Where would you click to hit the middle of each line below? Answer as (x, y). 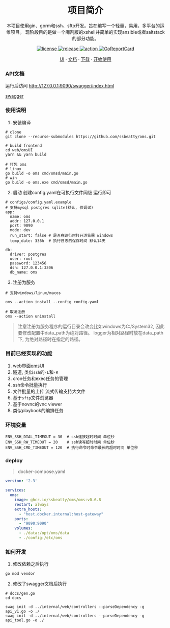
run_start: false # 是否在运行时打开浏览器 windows (62, 235)
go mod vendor (20, 574)
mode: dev (20, 230)
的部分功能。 (86, 38)
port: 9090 (21, 226)
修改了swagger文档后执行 (40, 584)
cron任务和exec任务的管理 (40, 378)
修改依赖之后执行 (31, 564)
